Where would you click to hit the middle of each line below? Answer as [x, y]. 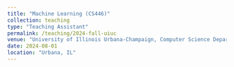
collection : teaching [39, 20]
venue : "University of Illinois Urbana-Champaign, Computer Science [109, 40]
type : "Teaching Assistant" [48, 27]
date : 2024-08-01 [32, 46]
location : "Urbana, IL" [42, 53]
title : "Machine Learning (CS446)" [59, 14]
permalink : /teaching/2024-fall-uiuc [62, 33]
